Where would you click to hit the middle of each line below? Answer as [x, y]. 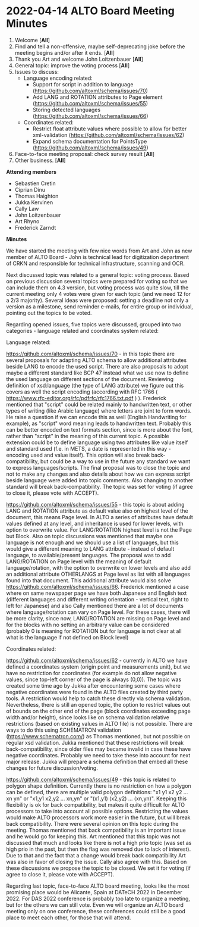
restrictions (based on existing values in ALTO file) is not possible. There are [99, 723]
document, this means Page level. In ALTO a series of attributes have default [99, 517]
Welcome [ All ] [32, 40]
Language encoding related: [58, 78]
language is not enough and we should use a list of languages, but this [93, 542]
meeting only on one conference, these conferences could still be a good [96, 911]
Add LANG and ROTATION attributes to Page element [97, 97]
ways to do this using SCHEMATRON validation [64, 730]
